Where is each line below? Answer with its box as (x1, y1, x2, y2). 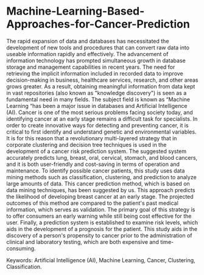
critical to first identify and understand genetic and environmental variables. (6, 128, 197, 135)
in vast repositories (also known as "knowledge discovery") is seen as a (6, 89, 187, 96)
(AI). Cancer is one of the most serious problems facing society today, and (6, 109, 193, 116)
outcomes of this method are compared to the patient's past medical (6, 199, 178, 207)
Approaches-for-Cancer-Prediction (6, 17, 190, 31)
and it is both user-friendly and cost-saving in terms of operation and (6, 160, 180, 168)
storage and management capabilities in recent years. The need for (6, 63, 175, 71)
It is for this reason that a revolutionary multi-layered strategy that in (6, 134, 177, 141)
